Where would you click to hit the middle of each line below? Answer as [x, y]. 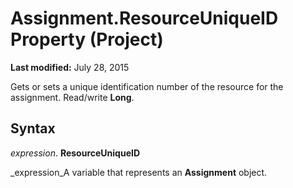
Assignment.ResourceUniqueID [144, 18]
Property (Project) [87, 39]
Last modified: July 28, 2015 [70, 67]
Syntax [33, 128]
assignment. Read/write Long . [72, 97]
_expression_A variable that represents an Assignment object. [139, 172]
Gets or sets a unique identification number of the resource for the [147, 86]
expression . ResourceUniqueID [75, 153]
